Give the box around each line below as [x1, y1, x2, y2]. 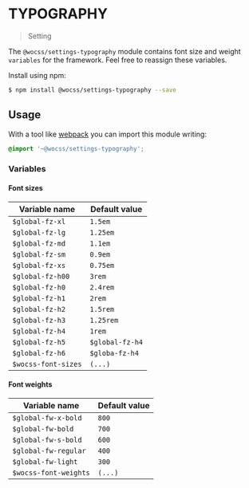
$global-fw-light [12, 457, 78, 466]
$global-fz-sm [12, 250, 66, 259]
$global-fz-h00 [12, 272, 70, 281]
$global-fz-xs [12, 261, 66, 270]
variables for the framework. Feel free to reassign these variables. [8, 55, 227, 65]
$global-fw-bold [12, 424, 74, 433]
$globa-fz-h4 [89, 348, 140, 357]
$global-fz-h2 [12, 305, 66, 313]
